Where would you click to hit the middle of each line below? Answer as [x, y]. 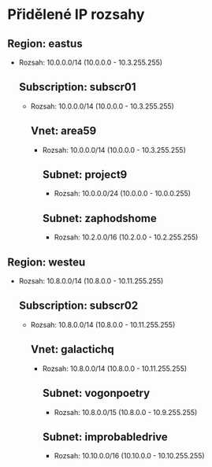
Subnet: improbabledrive [105, 437]
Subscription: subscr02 [78, 306]
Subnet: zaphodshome [99, 218]
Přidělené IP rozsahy [76, 15]
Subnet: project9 [85, 175]
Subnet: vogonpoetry [96, 393]
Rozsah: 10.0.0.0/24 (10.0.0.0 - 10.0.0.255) [122, 194]
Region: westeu [46, 262]
